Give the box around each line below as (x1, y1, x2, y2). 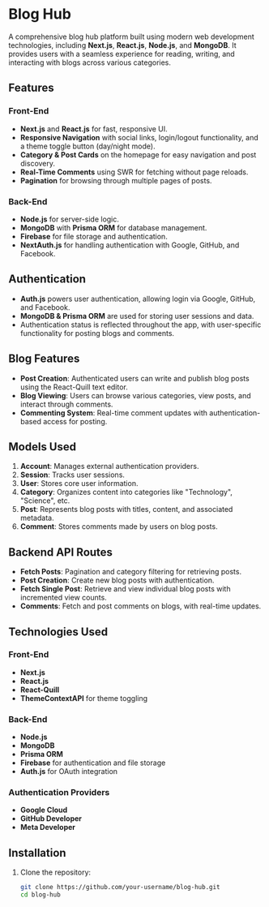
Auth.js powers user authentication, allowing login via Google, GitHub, (19, 294, 256, 303)
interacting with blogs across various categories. (8, 58, 172, 67)
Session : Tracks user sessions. (19, 470, 126, 479)
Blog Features (8, 352, 80, 366)
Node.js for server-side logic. (19, 214, 120, 224)
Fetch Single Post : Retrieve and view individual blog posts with (19, 584, 231, 594)
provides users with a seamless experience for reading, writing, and (8, 49, 235, 58)
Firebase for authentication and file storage (19, 758, 166, 767)
